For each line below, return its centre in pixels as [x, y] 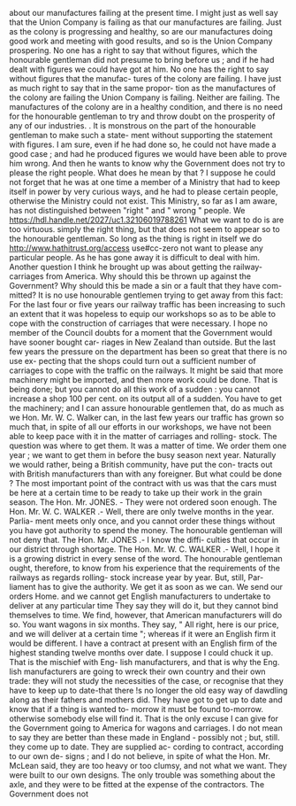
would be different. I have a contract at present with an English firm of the [143, 643]
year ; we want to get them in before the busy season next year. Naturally [143, 455]
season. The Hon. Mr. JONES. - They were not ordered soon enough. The [143, 502]
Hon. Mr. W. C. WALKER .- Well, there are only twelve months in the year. [141, 511]
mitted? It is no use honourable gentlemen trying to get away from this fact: [146, 295]
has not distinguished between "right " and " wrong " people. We [127, 210]
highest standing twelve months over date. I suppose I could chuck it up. [141, 653]
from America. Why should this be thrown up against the [148, 276]
